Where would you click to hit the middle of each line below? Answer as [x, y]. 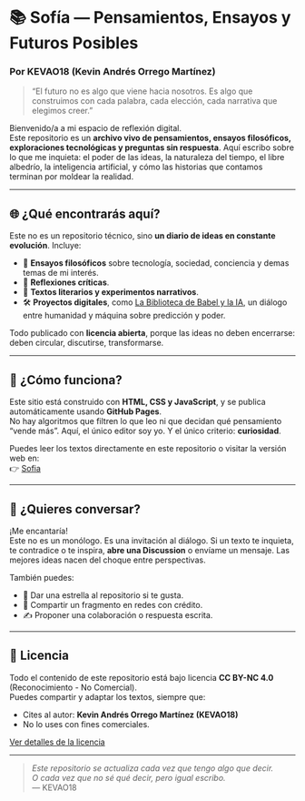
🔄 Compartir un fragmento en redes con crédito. [113, 604]
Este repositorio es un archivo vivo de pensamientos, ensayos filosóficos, [151, 138]
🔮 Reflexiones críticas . [66, 282]
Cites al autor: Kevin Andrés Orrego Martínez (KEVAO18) [130, 715]
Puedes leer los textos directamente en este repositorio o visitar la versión [148, 449]
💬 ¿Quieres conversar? [75, 509]
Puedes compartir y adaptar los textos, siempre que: [108, 696]
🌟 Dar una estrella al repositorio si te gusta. [103, 595]
